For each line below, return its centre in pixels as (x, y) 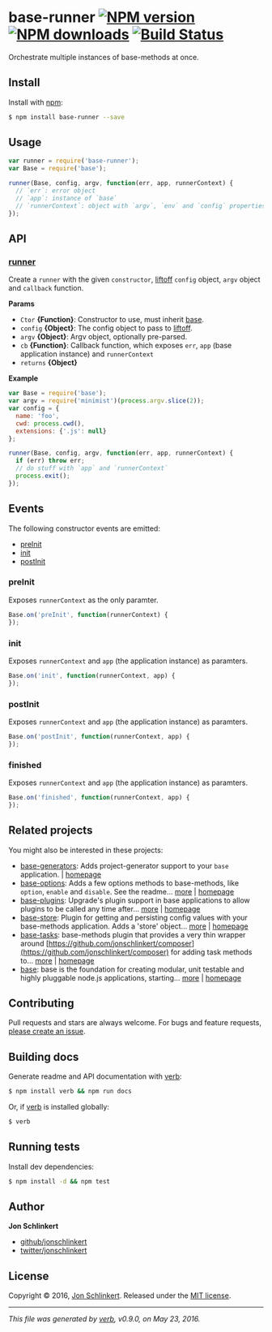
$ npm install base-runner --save (67, 117)
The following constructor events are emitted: (84, 528)
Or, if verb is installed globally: (59, 1107)
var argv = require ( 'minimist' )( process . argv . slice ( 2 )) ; (106, 401)
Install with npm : (36, 102)
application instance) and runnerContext (87, 354)
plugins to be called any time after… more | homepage (110, 908)
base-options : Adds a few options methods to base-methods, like (130, 883)
